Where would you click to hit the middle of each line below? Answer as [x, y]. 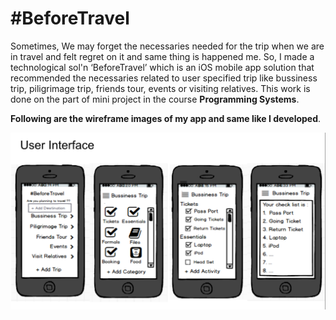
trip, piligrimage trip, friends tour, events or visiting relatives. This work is [160, 88]
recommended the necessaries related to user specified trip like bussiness [164, 78]
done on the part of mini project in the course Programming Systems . [155, 99]
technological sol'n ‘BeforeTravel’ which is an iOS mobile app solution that [162, 67]
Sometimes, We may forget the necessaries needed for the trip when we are [167, 46]
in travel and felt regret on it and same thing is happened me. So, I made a [162, 56]
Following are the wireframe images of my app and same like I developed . [166, 118]
